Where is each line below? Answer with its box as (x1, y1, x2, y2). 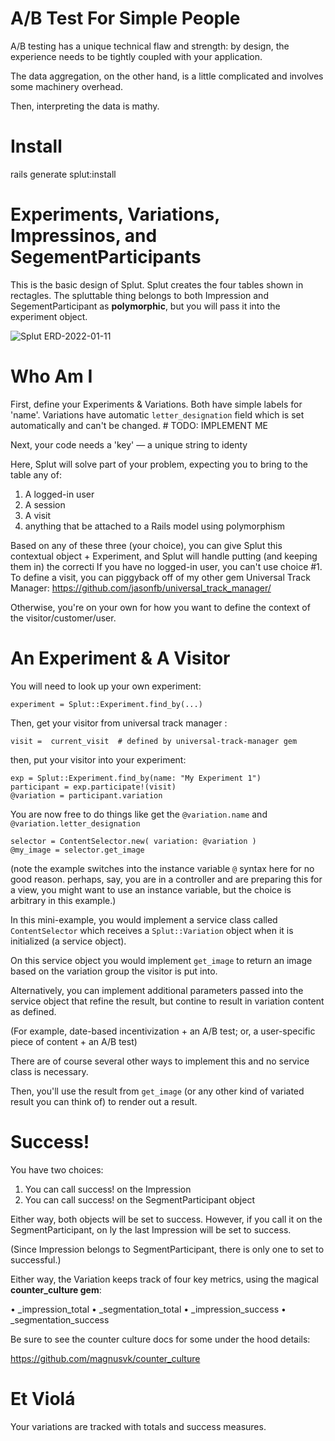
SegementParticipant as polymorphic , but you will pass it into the (10, 300, 281, 312)
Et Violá (10, 1387, 76, 1410)
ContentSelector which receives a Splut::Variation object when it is (10, 924, 294, 936)
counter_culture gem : (10, 1283, 102, 1296)
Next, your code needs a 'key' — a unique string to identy (10, 438, 248, 451)
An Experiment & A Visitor (10, 647, 231, 669)
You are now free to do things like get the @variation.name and (10, 808, 268, 820)
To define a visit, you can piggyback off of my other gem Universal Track (10, 571, 311, 583)
